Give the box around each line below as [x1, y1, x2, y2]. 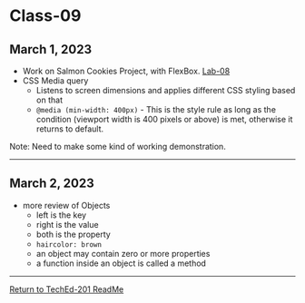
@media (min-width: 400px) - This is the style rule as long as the [35, 104, 277, 114]
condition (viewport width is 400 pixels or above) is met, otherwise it [35, 114, 293, 124]
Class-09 [9, 5, 82, 26]
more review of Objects [22, 200, 111, 210]
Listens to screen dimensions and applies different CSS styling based [35, 85, 296, 95]
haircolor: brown [35, 239, 103, 249]
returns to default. [35, 123, 104, 134]
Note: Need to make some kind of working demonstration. [9, 142, 227, 151]
